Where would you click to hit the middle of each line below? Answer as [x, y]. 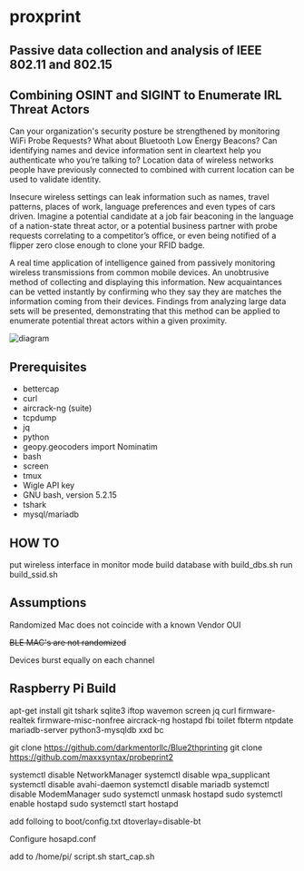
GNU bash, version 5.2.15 [70, 495]
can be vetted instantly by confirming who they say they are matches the [146, 292]
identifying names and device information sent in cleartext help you [135, 151]
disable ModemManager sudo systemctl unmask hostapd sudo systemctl [146, 794]
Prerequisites [48, 366]
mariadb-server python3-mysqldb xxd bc [87, 729]
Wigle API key [49, 485]
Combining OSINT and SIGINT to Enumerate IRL [146, 95]
